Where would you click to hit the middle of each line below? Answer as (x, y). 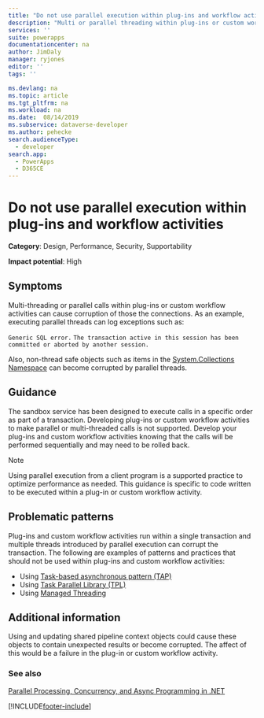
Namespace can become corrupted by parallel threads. (97, 368)
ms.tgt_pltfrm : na (38, 103)
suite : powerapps (37, 37)
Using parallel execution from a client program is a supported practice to (126, 475)
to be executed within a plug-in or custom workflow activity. (105, 492)
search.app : (27, 154)
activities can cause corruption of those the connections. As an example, (126, 313)
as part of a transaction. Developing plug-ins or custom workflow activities (129, 420)
